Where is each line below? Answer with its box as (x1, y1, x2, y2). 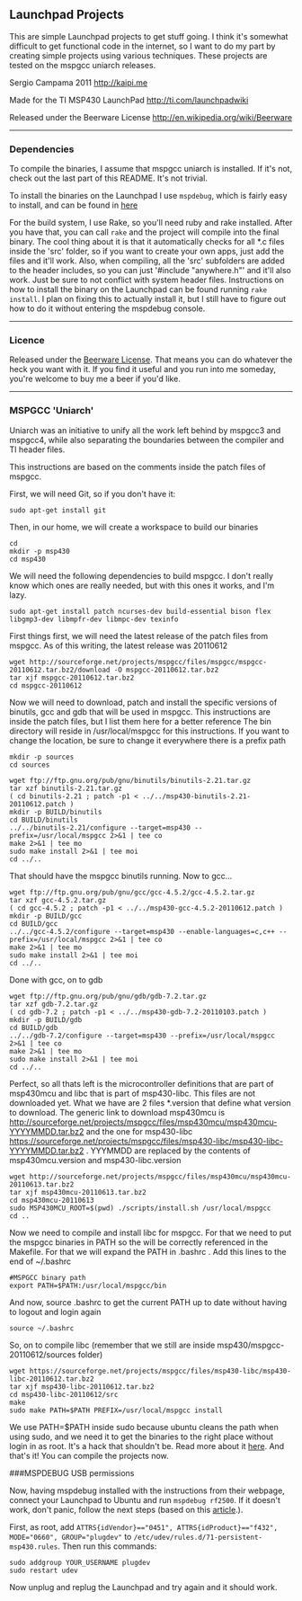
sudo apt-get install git (9, 505, 106, 515)
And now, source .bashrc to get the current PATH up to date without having (9, 1296, 288, 1307)
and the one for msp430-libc (85, 1125, 193, 1136)
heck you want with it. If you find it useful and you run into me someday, (9, 364, 277, 375)
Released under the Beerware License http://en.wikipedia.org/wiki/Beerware (9, 111, 293, 122)
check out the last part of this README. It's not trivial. (9, 173, 209, 183)
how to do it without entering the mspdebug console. (9, 303, 206, 314)
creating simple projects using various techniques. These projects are (9, 49, 268, 61)
